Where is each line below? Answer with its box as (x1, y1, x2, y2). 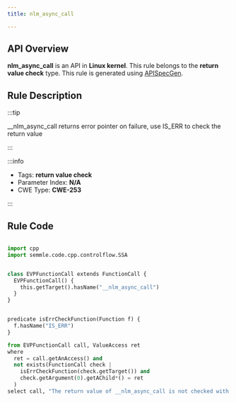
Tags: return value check (17, 171, 93, 179)
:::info (7, 157, 24, 166)
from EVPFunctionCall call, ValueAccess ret (7, 341, 141, 349)
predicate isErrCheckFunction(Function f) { (7, 316, 141, 323)
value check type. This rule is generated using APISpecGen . (7, 69, 184, 78)
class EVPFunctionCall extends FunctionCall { (7, 270, 147, 277)
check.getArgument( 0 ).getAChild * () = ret (20, 374, 143, 382)
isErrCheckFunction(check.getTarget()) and (20, 368, 151, 375)
